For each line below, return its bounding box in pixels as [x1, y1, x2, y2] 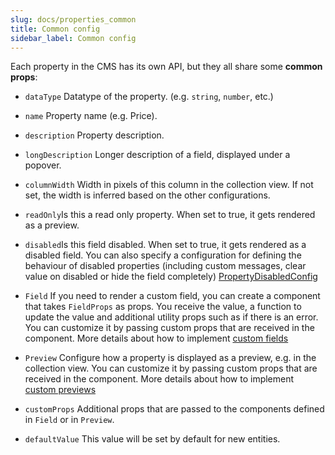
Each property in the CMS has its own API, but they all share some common [10, 61, 323, 73]
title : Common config [10, 24, 101, 34]
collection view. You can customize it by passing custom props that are [24, 362, 318, 375]
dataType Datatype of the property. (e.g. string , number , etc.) [24, 91, 274, 103]
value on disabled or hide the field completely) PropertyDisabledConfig [24, 271, 318, 283]
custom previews [24, 384, 97, 396]
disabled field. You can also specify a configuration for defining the [24, 249, 302, 261]
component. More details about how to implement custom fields [24, 332, 289, 345]
